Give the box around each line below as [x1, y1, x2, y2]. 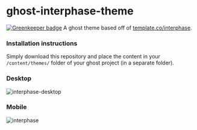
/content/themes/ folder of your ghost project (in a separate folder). [6, 59, 175, 67]
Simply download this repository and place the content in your [6, 53, 161, 60]
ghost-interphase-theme [6, 4, 134, 18]
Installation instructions [6, 39, 78, 48]
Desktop [6, 74, 32, 82]
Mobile [6, 103, 27, 111]
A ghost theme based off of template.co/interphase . [63, 24, 192, 31]
